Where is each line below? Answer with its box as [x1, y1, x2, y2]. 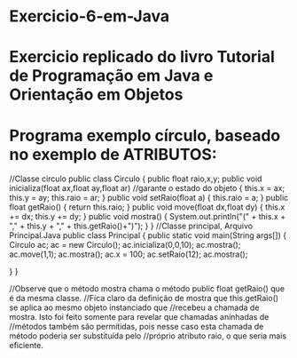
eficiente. [9, 340, 44, 351]
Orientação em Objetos [9, 84, 184, 105]
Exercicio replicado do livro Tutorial [9, 47, 275, 68]
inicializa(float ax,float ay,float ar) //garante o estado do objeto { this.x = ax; [9, 183, 285, 194]
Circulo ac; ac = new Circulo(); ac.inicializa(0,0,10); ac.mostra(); [9, 240, 241, 251]
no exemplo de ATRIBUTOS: [9, 144, 217, 164]
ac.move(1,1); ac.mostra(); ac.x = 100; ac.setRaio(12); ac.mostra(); [9, 249, 248, 259]
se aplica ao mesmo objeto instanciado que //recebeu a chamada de [9, 302, 260, 313]
